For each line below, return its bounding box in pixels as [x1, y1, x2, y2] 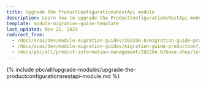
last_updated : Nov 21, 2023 [6, 26, 78, 33]
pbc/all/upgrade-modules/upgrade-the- [35, 66, 136, 73]
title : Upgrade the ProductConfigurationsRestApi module [6, 9, 155, 15]
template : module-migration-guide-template [6, 20, 120, 26]
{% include [6, 66, 34, 73]
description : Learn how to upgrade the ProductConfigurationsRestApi [6, 15, 188, 21]
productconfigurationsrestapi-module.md [6, 72, 111, 80]
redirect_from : [6, 32, 45, 38]
